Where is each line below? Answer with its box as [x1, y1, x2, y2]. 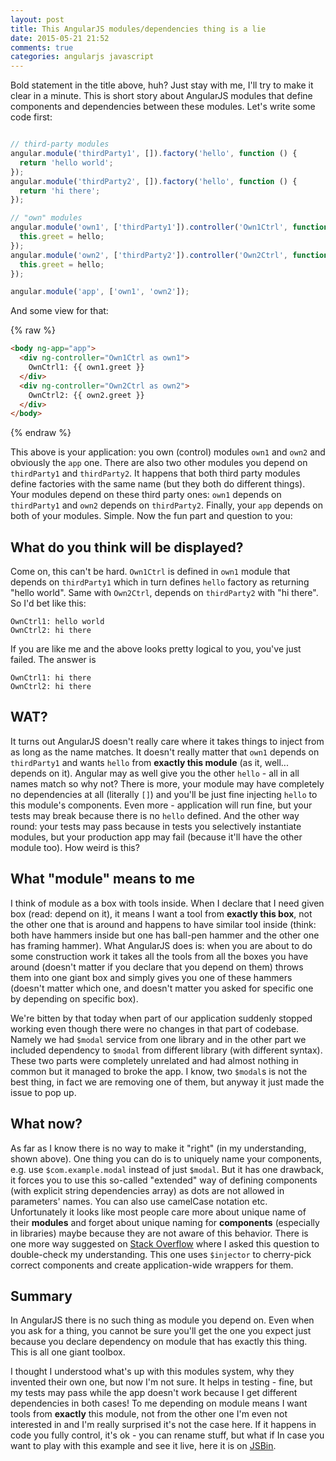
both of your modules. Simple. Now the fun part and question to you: [10, 510, 293, 522]
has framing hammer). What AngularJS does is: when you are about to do [10, 939, 313, 951]
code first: [10, 111, 53, 123]
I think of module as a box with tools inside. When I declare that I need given [10, 897, 325, 909]
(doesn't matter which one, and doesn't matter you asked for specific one [10, 982, 314, 994]
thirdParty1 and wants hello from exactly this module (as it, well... [10, 756, 289, 768]
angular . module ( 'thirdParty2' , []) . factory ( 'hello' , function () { [10, 176, 298, 186]
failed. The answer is [10, 654, 97, 666]
